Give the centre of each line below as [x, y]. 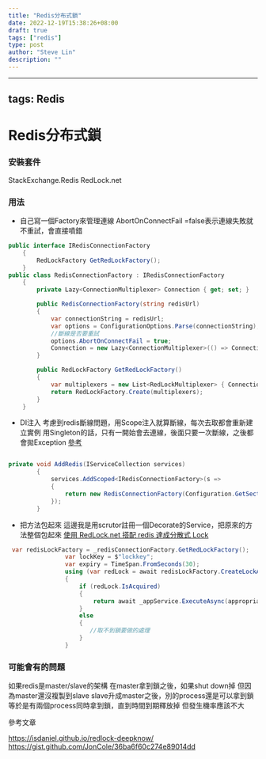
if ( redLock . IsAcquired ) [120, 586]
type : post [26, 45]
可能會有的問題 [37, 667]
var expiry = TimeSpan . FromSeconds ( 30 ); [132, 564]
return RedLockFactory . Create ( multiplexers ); [127, 392]
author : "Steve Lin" [42, 52]
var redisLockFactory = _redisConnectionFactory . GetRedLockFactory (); [130, 550]
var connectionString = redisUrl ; [107, 319]
